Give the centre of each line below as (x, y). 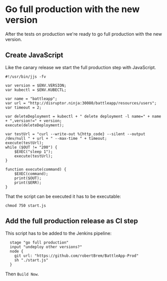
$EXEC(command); (32, 174)
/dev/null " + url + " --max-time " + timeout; (56, 138)
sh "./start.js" (32, 260)
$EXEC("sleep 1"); (34, 152)
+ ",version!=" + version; (34, 121)
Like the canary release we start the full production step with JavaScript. (81, 67)
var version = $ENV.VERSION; (36, 85)
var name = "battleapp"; (31, 99)
